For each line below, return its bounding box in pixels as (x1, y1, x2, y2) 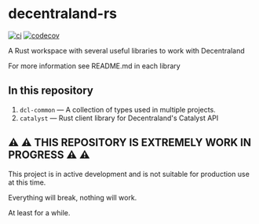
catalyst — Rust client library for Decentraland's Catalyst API (19, 113, 219, 123)
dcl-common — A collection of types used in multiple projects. (19, 105, 216, 114)
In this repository (8, 84, 94, 97)
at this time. (8, 178, 46, 187)
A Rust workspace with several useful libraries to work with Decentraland (8, 46, 245, 55)
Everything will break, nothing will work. (8, 193, 137, 202)
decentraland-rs (8, 5, 118, 23)
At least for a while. (8, 207, 71, 217)
